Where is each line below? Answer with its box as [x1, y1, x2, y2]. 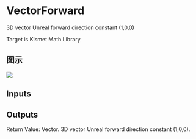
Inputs [6, 89, 32, 99]
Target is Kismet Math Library [6, 35, 81, 43]
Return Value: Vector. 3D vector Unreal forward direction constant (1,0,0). [6, 126, 191, 133]
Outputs [6, 109, 38, 119]
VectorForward [6, 4, 85, 18]
